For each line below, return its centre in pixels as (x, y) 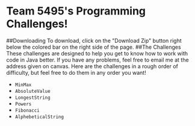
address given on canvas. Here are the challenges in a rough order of (92, 66)
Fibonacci (27, 110)
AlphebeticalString (39, 117)
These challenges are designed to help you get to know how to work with (97, 53)
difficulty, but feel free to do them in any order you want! (76, 72)
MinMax (23, 85)
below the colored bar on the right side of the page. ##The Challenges (94, 47)
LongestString (32, 98)
